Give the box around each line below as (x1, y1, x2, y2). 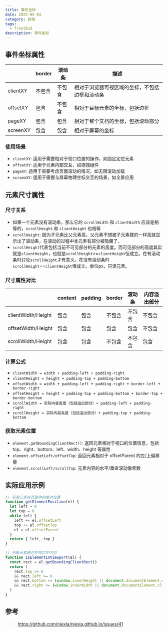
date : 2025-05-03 (5, 12, 41, 17)
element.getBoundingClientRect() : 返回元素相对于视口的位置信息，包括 (12, 440, 159, 446)
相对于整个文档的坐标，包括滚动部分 (74, 117, 159, 124)
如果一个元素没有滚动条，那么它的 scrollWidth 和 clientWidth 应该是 (12, 219, 155, 225)
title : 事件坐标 (5, 7, 36, 13)
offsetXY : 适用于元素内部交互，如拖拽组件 (12, 162, 99, 168)
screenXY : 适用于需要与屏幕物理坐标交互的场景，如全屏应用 (12, 174, 134, 180)
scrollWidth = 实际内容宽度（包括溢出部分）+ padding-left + (12, 401, 132, 406)
